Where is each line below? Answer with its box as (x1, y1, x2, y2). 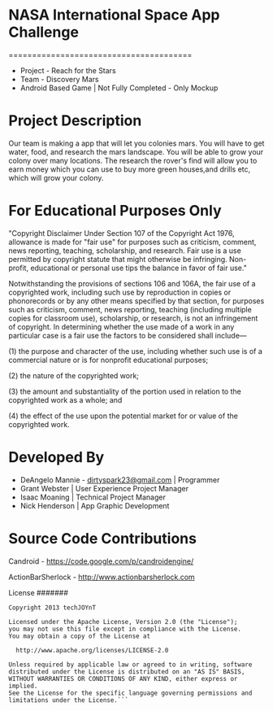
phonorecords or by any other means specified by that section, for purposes (8, 295, 265, 306)
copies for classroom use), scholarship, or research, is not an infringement (8, 313, 258, 323)
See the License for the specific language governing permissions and (8, 689, 253, 697)
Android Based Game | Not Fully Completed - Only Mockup (19, 83, 219, 93)
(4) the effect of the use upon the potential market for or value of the (8, 411, 238, 421)
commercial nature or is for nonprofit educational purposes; (8, 355, 209, 364)
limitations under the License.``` (8, 696, 129, 704)
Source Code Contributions (8, 529, 197, 547)
